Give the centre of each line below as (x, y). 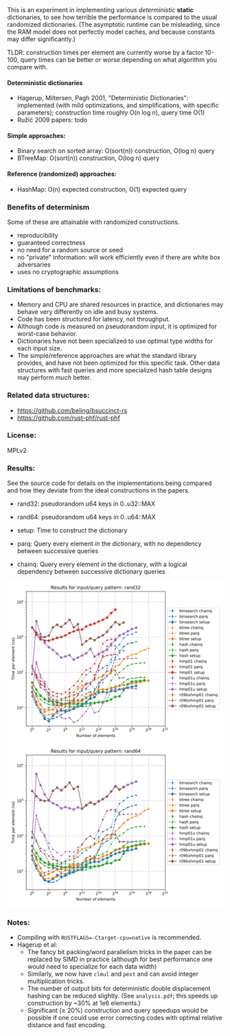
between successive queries (58, 551)
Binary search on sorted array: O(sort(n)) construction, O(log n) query (116, 151)
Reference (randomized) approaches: (62, 174)
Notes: (19, 923)
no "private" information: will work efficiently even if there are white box (119, 257)
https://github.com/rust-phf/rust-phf (68, 418)
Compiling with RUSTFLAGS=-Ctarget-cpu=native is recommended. (109, 938)
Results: (21, 468)
